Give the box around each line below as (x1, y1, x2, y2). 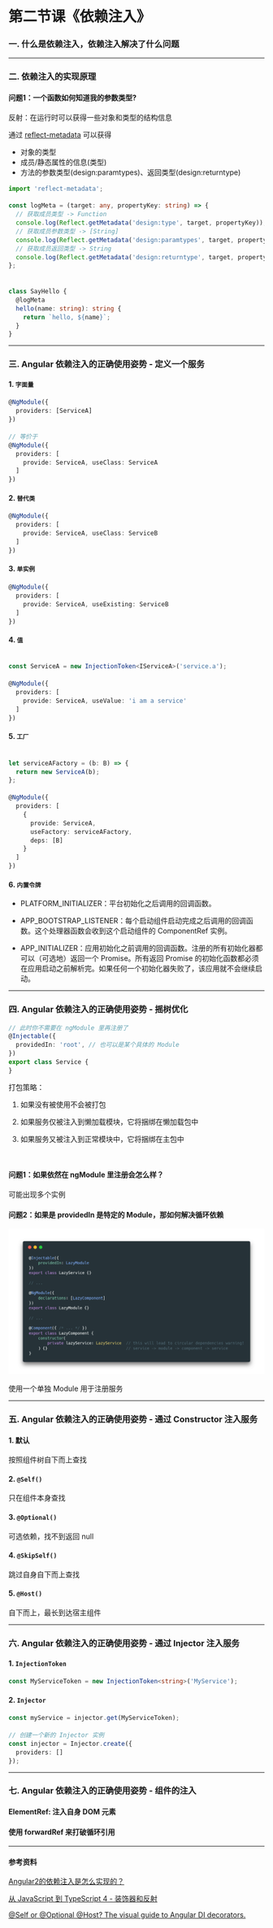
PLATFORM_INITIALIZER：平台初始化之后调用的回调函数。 (19, 899, 217, 909)
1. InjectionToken (8, 1658, 67, 1668)
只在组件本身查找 (8, 1493, 66, 1503)
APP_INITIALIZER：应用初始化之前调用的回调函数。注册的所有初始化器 (19, 944, 256, 953)
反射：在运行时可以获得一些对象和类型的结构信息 (8, 112, 172, 122)
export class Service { (8, 1058, 89, 1066)
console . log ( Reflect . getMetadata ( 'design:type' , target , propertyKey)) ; (15, 219, 267, 228)
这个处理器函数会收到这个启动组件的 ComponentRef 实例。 (34, 926, 232, 936)
